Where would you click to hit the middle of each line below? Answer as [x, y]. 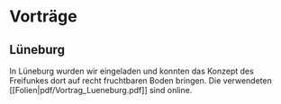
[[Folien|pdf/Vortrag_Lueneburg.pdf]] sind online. [101, 90]
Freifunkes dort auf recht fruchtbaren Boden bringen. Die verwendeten [140, 81]
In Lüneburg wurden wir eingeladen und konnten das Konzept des [131, 71]
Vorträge [44, 17]
